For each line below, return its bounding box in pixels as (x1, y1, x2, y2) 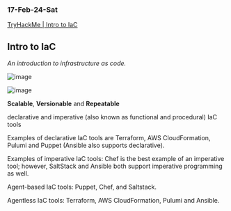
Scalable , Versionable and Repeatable (7, 99, 120, 108)
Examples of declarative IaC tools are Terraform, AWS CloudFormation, (7, 134, 211, 142)
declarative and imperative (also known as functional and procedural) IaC (7, 113, 218, 121)
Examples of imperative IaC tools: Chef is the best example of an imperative (7, 155, 225, 163)
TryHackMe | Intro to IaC (7, 21, 78, 29)
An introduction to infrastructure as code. (7, 59, 127, 67)
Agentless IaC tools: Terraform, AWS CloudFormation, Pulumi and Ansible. (7, 196, 220, 205)
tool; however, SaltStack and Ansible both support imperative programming (7, 162, 223, 171)
